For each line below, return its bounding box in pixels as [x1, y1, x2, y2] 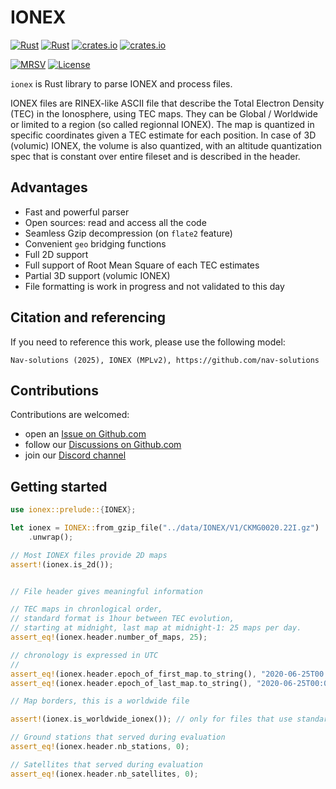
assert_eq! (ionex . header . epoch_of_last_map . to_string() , [10, 678, 253, 688]
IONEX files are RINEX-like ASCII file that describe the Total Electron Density [10, 97, 325, 109]
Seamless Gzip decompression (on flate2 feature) [24, 227, 233, 239]
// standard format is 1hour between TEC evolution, [10, 614, 235, 624]
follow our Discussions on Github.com [24, 439, 182, 451]
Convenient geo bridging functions [24, 237, 167, 250]
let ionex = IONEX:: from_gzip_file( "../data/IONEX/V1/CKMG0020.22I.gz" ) [10, 523, 320, 533]
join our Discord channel [24, 449, 127, 461]
